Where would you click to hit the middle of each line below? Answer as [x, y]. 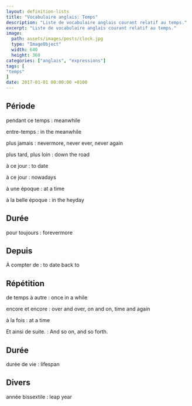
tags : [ [16, 66]
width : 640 [25, 50]
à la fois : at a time [28, 320]
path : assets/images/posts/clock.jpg [57, 39]
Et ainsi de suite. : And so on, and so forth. [57, 331]
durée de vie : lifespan [33, 364]
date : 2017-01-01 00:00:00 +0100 [47, 83]
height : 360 [26, 55]
